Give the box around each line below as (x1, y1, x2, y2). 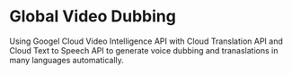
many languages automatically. (9, 54, 124, 65)
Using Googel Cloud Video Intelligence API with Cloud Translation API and (9, 36, 283, 46)
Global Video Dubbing (9, 6, 177, 27)
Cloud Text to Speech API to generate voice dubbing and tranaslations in (9, 45, 279, 55)
